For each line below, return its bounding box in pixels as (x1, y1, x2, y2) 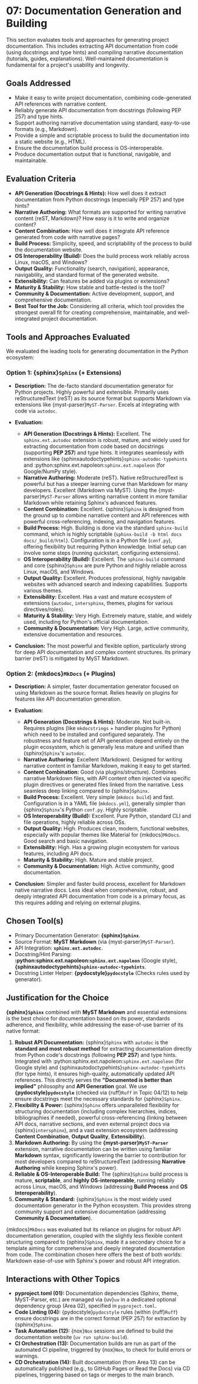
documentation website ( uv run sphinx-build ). (14, 1334, 129, 1341)
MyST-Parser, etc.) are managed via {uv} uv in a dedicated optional (14, 1296, 177, 1303)
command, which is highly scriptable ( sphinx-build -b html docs (23, 530, 182, 538)
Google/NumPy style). (23, 467, 78, 475)
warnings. (14, 1353, 39, 1360)
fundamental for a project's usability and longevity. (6, 61, 130, 68)
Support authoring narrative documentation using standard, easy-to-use (14, 119, 190, 126)
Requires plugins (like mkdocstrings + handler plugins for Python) (23, 724, 181, 731)
